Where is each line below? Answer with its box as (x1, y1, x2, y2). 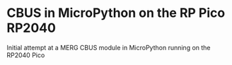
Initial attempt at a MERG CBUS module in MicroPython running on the (6, 43, 211, 52)
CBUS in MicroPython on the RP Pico (6, 5, 226, 21)
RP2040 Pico (6, 51, 45, 59)
